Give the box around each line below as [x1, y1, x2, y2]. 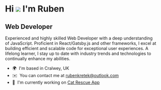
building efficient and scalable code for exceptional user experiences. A [5, 46, 149, 51]
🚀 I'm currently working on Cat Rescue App [12, 79, 100, 85]
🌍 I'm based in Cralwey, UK [12, 65, 69, 71]
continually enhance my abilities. [5, 56, 70, 61]
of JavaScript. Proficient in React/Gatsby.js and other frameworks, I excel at [5, 40, 157, 46]
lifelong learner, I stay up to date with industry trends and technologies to [5, 51, 151, 56]
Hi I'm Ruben [5, 3, 64, 14]
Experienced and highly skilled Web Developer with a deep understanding [5, 35, 153, 41]
